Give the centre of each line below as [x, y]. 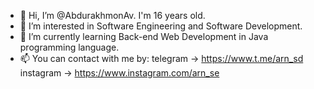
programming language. [69, 47]
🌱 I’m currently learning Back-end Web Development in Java [144, 36]
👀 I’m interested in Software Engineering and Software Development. [161, 26]
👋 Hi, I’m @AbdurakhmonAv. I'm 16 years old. [112, 15]
